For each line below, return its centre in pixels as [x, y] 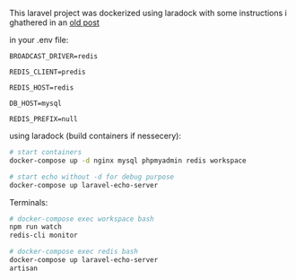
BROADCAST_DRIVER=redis [54, 57]
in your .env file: [39, 40]
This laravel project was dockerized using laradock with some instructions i [148, 13]
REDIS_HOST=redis [42, 88]
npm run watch [36, 227]
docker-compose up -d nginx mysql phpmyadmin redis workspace [128, 161]
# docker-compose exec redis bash [74, 252]
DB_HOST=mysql [36, 103]
